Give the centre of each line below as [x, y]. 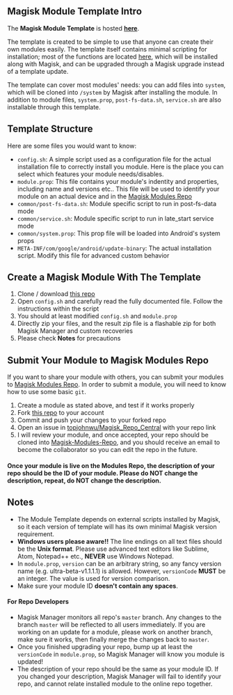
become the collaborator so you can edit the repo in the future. [107, 450]
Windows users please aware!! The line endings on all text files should [120, 541]
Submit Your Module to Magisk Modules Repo [108, 360]
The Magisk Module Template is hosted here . [73, 28]
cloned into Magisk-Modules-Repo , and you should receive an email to [119, 442]
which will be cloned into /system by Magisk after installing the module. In [112, 92]
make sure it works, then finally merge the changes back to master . [113, 639]
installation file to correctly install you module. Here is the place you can [120, 166]
